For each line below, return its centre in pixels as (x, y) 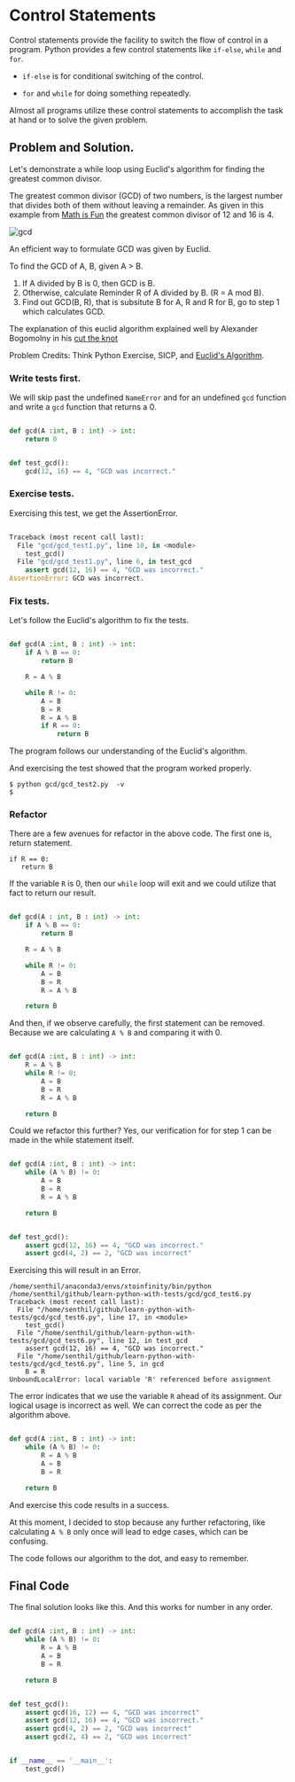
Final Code (39, 1586)
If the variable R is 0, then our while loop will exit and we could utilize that (143, 884)
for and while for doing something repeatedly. (107, 93)
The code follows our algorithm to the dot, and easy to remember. (129, 1558)
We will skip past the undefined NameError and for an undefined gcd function (148, 398)
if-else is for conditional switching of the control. (113, 75)
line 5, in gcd (136, 1364)
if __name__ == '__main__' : (61, 1761)
